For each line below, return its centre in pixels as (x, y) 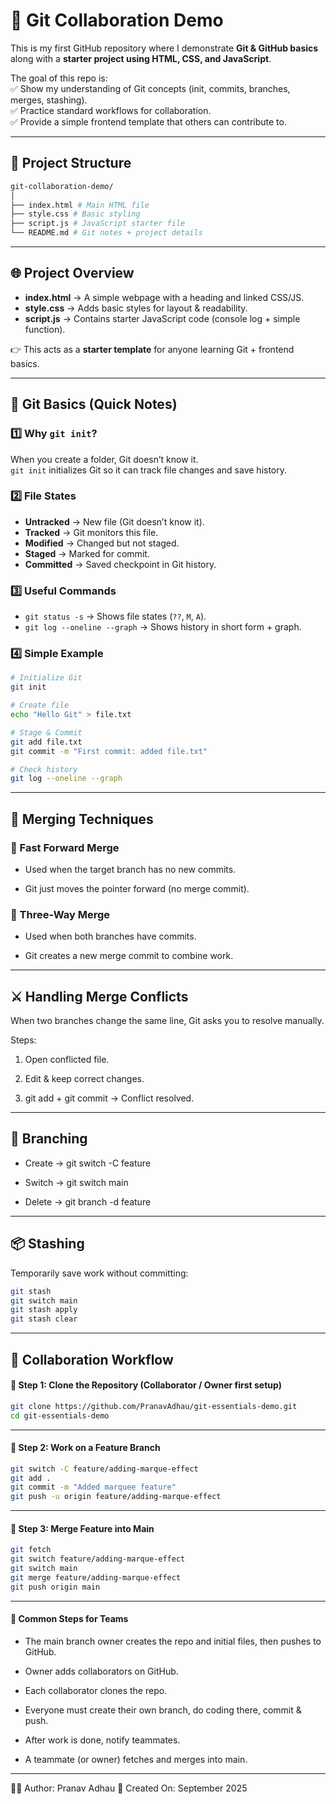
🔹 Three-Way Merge (60, 914)
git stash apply (44, 1310)
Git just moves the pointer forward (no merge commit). (137, 888)
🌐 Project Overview (72, 273)
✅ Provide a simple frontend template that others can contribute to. (148, 121)
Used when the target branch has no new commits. (130, 869)
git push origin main (55, 1587)
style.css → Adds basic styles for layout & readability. (136, 308)
